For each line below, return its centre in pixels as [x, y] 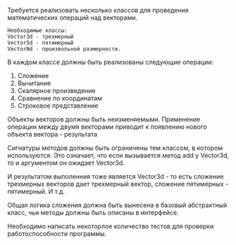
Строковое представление [58, 106]
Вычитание [34, 83]
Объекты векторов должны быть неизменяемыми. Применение [104, 119]
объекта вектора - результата [52, 134]
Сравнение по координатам [60, 98]
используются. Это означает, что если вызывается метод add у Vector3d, [118, 155]
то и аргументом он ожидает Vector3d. [66, 163]
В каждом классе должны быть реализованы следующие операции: [110, 62]
